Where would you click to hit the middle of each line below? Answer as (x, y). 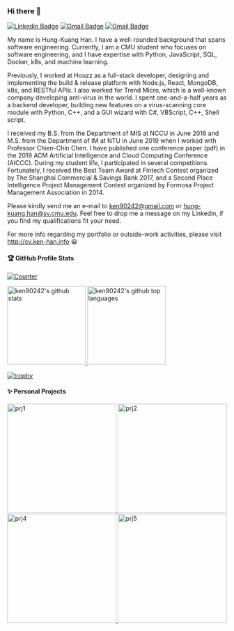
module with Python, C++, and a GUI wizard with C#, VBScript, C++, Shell (113, 112)
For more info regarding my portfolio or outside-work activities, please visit (115, 234)
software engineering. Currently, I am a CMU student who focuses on (107, 47)
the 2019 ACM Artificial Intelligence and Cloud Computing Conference (108, 155)
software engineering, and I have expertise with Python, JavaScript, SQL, (112, 54)
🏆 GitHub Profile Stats (41, 258)
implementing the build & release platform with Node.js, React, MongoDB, (112, 83)
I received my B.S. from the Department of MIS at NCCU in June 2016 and (113, 133)
